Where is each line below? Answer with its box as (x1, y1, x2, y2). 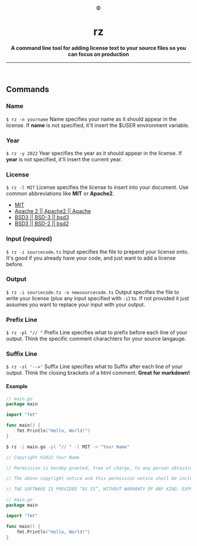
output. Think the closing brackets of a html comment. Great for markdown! (6, 369, 191, 377)
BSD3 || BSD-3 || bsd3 (14, 214, 69, 221)
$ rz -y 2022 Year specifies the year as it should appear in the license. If (6, 150, 182, 157)
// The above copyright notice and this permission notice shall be (6, 476, 177, 481)
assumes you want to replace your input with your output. (6, 301, 145, 308)
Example (6, 383, 28, 389)
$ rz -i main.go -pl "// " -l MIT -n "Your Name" (6, 444, 130, 450)
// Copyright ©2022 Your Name (6, 455, 80, 460)
